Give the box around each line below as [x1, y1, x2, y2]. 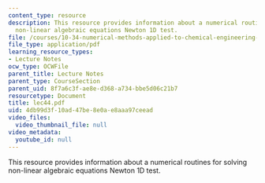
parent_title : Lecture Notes [8, 70, 104, 78]
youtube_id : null [15, 135, 73, 144]
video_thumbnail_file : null [15, 121, 108, 129]
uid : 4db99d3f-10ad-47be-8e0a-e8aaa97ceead [8, 107, 154, 115]
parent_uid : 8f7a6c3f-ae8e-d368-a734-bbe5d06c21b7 [8, 84, 178, 93]
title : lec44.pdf [8, 99, 65, 107]
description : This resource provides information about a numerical [8, 19, 238, 27]
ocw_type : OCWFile [8, 63, 69, 71]
